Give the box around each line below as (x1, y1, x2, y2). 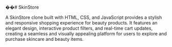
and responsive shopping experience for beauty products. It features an (5, 20, 158, 26)
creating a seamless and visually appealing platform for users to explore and (5, 31, 167, 37)
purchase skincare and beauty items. (5, 36, 84, 42)
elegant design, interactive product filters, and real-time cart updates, (5, 25, 153, 31)
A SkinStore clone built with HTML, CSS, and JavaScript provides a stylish (5, 14, 162, 20)
